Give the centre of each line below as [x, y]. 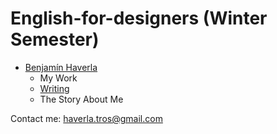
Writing [54, 88]
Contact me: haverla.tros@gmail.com [86, 118]
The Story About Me [81, 99]
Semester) [55, 39]
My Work [58, 78]
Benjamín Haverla [61, 67]
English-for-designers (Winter [139, 18]
